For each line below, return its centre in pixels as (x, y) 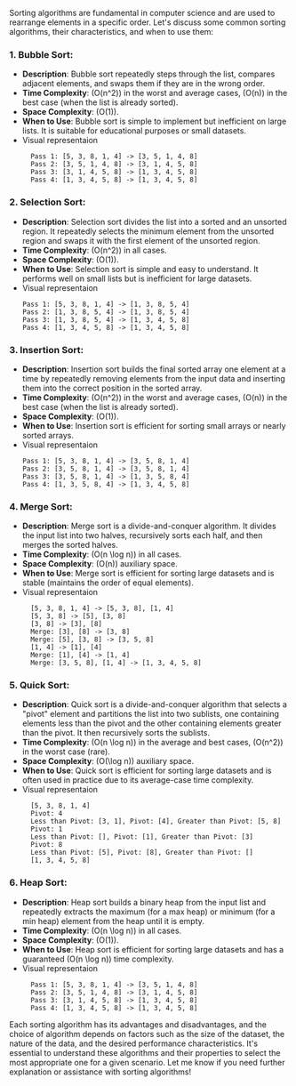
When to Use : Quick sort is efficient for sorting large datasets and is (147, 771)
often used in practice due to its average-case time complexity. (138, 780)
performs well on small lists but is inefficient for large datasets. (137, 278)
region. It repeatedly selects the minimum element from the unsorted (148, 231)
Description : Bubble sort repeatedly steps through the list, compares (148, 74)
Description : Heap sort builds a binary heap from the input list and (144, 902)
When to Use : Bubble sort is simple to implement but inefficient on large (154, 121)
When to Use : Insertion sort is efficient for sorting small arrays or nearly (154, 425)
